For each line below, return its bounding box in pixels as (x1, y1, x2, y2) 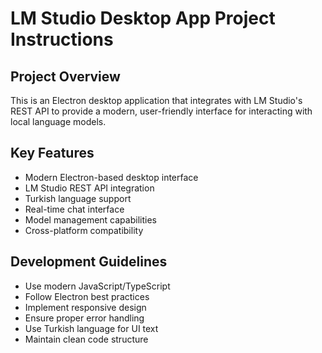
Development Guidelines (10, 253, 168, 271)
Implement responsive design (24, 301, 147, 313)
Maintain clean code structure (24, 333, 149, 345)
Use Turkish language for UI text (24, 322, 159, 334)
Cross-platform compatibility (24, 224, 144, 236)
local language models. (10, 116, 107, 127)
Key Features (10, 145, 95, 162)
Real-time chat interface (24, 203, 125, 215)
